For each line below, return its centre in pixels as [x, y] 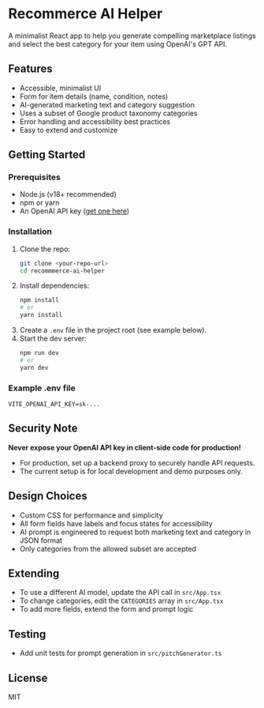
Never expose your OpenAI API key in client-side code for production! [125, 447]
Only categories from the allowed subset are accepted [108, 548]
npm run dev [39, 353]
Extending [34, 574]
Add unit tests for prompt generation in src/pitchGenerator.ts [121, 653]
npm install [39, 300]
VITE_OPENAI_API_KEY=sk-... [54, 405]
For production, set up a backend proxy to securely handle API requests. [137, 462]
